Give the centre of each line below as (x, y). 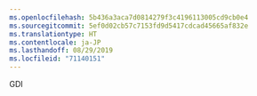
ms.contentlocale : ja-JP (55, 42)
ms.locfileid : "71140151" (57, 59)
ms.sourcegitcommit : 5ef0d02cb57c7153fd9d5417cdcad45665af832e (129, 26)
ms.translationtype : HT (53, 34)
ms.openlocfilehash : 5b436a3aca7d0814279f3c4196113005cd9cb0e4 (129, 17)
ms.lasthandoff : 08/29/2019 (61, 51)
